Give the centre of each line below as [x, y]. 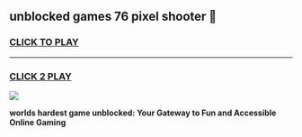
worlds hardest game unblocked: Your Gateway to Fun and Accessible [143, 113]
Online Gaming [38, 122]
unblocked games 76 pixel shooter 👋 [113, 17]
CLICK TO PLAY [44, 42]
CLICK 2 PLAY [40, 76]
